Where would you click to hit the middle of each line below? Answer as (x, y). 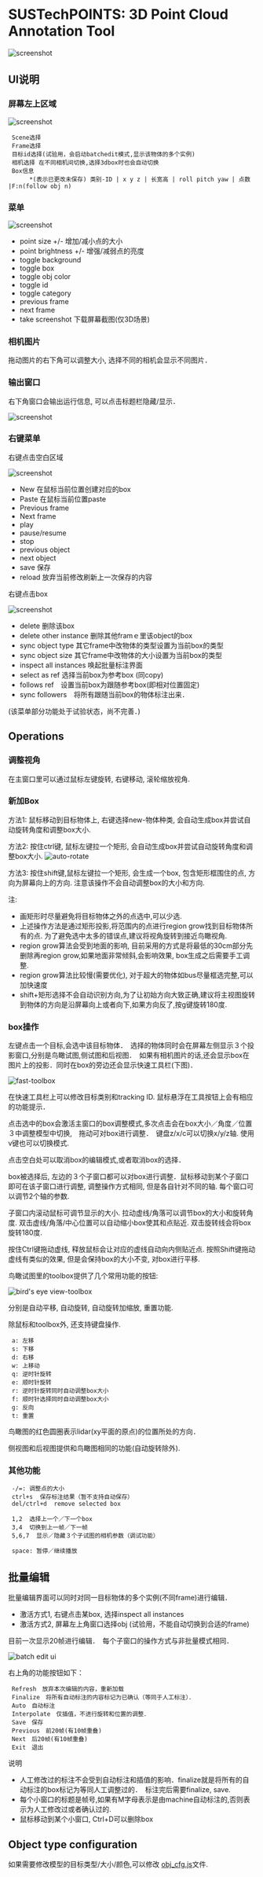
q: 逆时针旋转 (32, 1374)
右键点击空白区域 (36, 457)
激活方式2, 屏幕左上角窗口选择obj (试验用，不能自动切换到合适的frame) (134, 1624)
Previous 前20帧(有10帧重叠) (57, 1731)
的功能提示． (29, 1107)
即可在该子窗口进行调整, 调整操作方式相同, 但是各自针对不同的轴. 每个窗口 (128, 1186)
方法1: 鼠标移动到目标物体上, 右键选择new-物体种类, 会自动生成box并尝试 (126, 820)
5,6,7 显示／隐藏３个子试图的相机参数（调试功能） (85, 1536)
